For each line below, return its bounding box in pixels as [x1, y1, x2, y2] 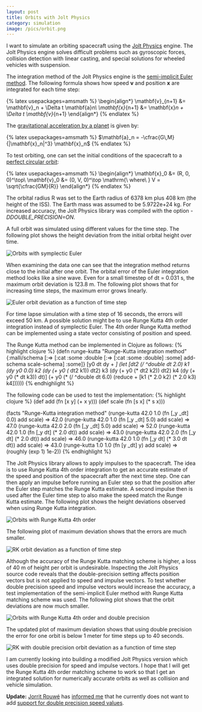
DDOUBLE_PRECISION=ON [6, 213, 74, 221]
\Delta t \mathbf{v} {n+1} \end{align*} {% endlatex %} [6, 110, 139, 118]
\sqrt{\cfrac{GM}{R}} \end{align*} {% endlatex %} [6, 183, 131, 190]
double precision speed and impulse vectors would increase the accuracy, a [6, 583, 196, 591]
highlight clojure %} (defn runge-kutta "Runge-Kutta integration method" [6, 348, 187, 355]
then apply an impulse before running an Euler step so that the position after [6, 479, 195, 486]
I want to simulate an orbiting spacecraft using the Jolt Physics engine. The [6, 42, 194, 49]
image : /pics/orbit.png [6, 25, 66, 32]
